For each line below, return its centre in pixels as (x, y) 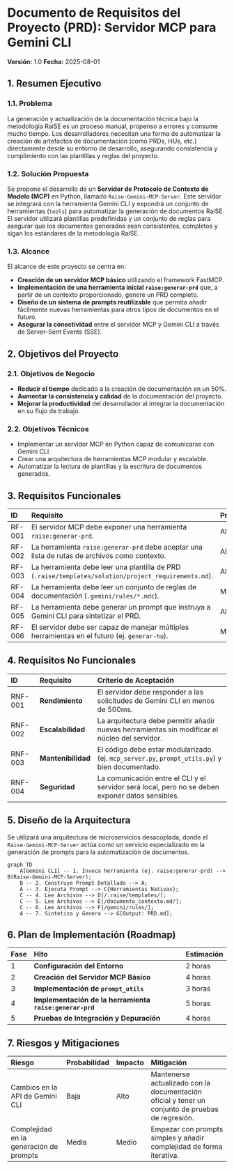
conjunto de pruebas (185, 1109)
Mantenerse (170, 1074)
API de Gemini (34, 1097)
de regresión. (172, 1118)
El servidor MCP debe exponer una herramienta (109, 527)
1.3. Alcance (29, 251)
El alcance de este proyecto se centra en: (67, 267)
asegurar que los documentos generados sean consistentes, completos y (112, 226)
